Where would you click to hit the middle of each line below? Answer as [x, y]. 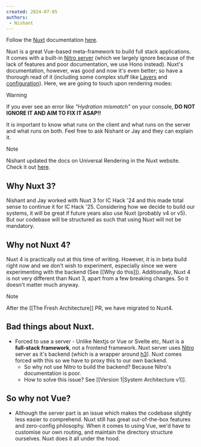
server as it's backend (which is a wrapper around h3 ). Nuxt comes [98, 354]
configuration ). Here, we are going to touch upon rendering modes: [89, 83]
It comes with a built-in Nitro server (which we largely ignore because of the [100, 58]
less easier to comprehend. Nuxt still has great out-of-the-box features [103, 419]
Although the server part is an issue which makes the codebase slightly [103, 413]
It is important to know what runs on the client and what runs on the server [98, 125]
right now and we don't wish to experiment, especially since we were [91, 265]
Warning [16, 95]
